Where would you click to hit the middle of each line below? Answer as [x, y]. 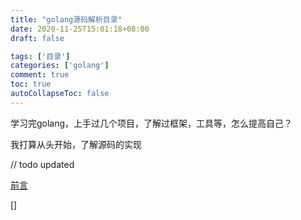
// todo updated [42, 164]
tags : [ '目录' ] [40, 56]
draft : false [37, 38]
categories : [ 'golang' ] [60, 66]
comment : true [40, 75]
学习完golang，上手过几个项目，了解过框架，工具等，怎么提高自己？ [151, 123]
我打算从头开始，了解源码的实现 [76, 144]
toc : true [31, 84]
